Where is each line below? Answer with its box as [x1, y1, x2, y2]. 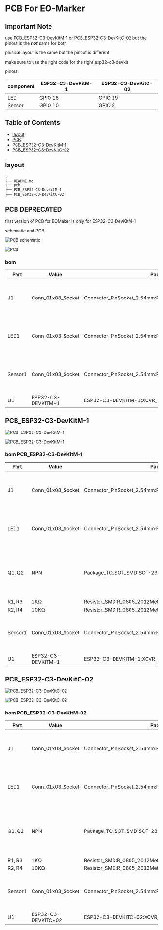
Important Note [5, 22, 52, 31]
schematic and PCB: [5, 228, 46, 233]
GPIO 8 [98, 102, 115, 109]
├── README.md [5, 178, 34, 183]
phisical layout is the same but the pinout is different [5, 50, 110, 55]
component [7, 83, 35, 90]
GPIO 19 [98, 94, 118, 101]
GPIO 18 [39, 94, 59, 101]
